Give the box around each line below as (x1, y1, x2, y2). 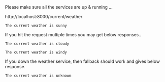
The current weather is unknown (5, 73, 71, 78)
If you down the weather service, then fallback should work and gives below (5, 58, 160, 64)
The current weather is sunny (5, 23, 67, 28)
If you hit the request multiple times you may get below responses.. (5, 32, 141, 37)
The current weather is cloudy (5, 41, 69, 46)
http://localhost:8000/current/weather (5, 14, 83, 19)
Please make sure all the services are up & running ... (5, 4, 113, 10)
